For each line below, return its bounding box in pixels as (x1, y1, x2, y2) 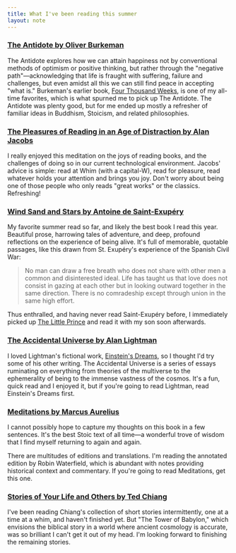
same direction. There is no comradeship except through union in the (24, 289, 226, 298)
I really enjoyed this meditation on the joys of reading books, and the (7, 151, 207, 160)
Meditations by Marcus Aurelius (7, 407, 120, 417)
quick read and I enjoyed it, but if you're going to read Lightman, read (7, 381, 210, 390)
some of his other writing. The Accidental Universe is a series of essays (7, 359, 216, 368)
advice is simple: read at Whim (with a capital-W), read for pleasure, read (7, 167, 220, 175)
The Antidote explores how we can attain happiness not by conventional (7, 56, 218, 64)
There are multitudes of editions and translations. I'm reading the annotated (7, 451, 228, 460)
